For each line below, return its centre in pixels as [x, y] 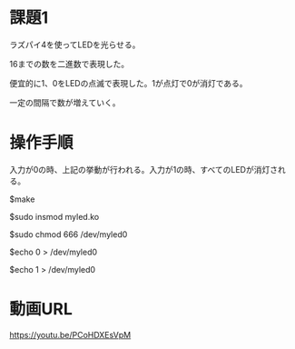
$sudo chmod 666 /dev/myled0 [69, 234]
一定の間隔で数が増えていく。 [65, 102]
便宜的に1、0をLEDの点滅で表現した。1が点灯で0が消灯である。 [128, 83]
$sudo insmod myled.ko [54, 216]
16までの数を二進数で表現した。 [69, 64]
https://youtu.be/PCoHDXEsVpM [70, 334]
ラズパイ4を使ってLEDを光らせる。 [75, 45]
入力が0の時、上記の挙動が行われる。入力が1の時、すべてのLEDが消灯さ [144, 169]
